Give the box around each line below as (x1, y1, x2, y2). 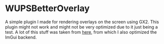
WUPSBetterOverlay (5, 3, 90, 14)
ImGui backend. (5, 34, 37, 40)
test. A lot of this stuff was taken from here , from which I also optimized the (5, 29, 157, 35)
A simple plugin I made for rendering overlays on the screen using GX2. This (5, 19, 159, 25)
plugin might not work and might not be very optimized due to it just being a (5, 24, 158, 29)
